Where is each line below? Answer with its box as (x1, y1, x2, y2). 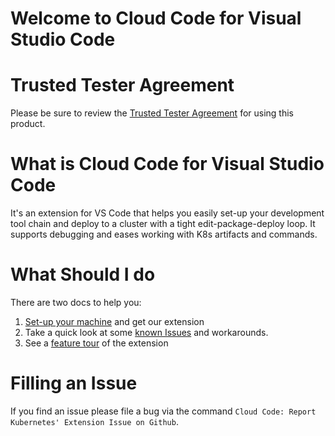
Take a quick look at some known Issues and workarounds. (24, 327, 269, 338)
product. (10, 118, 46, 130)
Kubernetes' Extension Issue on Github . (10, 415, 179, 427)
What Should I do (10, 263, 156, 286)
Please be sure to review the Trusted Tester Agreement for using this (10, 107, 294, 119)
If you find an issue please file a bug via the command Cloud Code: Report (10, 405, 317, 417)
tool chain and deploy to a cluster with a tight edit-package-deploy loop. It (10, 218, 316, 230)
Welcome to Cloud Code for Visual (10, 7, 302, 30)
